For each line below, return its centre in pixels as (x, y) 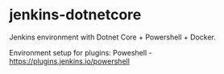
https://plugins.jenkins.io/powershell (69, 61)
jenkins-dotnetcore (75, 15)
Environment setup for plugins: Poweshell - (81, 52)
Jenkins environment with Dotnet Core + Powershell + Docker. (112, 37)
